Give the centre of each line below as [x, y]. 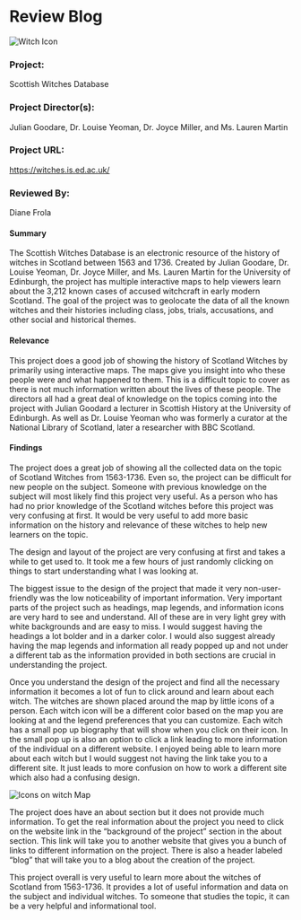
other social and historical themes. [73, 320]
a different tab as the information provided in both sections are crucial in [142, 655]
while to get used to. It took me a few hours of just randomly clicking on [142, 561]
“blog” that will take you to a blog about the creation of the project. [132, 860]
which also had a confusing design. [75, 777]
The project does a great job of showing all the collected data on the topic [146, 468]
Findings [26, 448]
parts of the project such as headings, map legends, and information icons [147, 607]
